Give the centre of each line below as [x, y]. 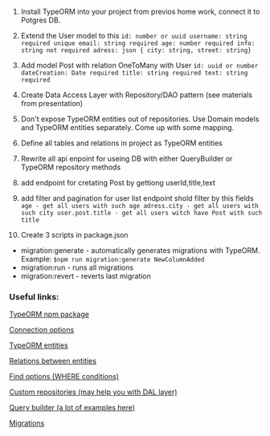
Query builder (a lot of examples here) [72, 408]
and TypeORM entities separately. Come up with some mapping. [127, 127]
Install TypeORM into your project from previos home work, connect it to [140, 12]
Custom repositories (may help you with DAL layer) [93, 392]
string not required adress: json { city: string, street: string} [136, 51]
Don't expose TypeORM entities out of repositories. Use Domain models [140, 119]
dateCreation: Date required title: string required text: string [134, 73]
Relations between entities [53, 361]
